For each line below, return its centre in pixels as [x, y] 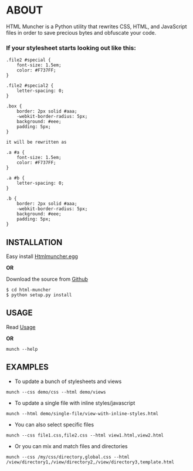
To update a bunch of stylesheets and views [68, 381]
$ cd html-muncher [28, 290]
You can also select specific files [54, 424]
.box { [14, 106]
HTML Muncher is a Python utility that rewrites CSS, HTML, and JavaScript [97, 26]
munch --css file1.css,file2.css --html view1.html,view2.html [85, 435]
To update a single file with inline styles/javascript [75, 403]
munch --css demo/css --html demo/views [56, 392]
